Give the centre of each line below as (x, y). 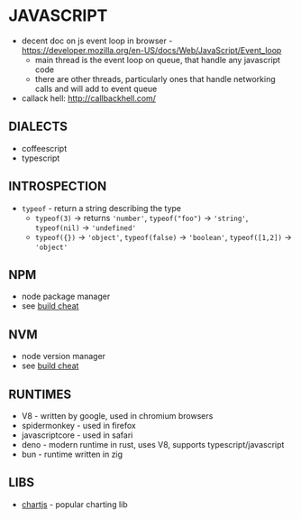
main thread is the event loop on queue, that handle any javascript (158, 60)
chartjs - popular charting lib (74, 504)
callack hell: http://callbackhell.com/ (89, 98)
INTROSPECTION (58, 186)
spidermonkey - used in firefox (78, 426)
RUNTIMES (40, 394)
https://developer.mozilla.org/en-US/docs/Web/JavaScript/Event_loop (151, 50)
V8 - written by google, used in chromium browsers (117, 416)
